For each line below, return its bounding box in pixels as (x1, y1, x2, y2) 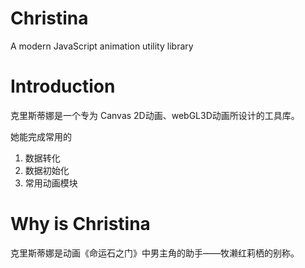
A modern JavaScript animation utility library (10, 40, 194, 52)
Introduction (10, 75, 116, 98)
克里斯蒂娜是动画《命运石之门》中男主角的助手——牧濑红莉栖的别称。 (10, 247, 300, 259)
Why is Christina (10, 213, 151, 236)
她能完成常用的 (10, 130, 72, 142)
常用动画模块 (24, 177, 78, 189)
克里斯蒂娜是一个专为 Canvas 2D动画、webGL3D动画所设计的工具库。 (10, 109, 300, 121)
